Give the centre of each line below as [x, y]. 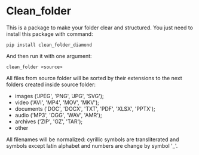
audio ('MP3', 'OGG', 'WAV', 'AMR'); [59, 115]
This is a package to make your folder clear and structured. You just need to [99, 28]
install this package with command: [50, 34]
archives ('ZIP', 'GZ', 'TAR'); [48, 121]
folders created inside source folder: [51, 84]
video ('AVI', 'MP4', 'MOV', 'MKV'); [57, 102]
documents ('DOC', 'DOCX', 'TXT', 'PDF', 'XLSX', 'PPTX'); [85, 108]
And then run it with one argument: [49, 56]
